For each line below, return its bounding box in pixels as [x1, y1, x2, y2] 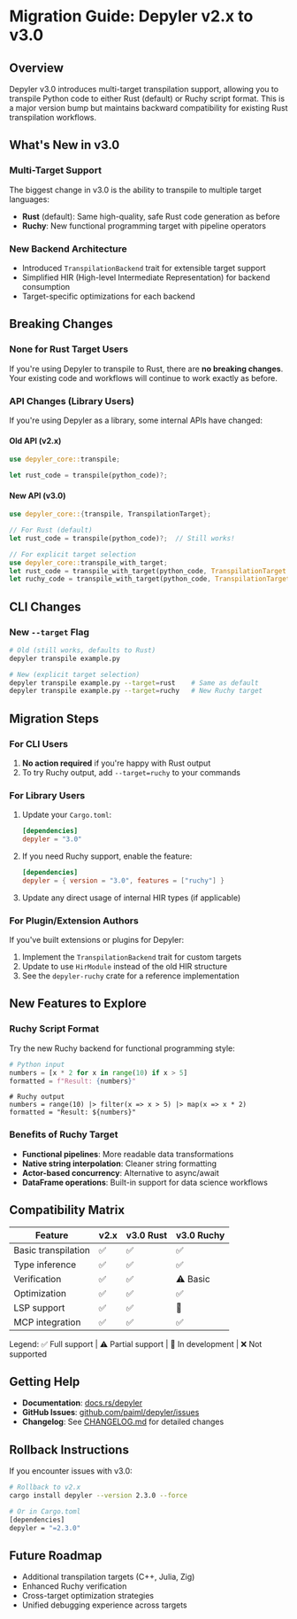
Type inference [13, 1258, 77, 1271]
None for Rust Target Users [9, 343, 129, 355]
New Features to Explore [9, 996, 148, 1011]
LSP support [13, 1301, 65, 1313]
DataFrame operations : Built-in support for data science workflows [21, 1177, 268, 1187]
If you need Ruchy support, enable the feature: [21, 851, 193, 861]
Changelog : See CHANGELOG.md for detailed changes [21, 1416, 225, 1428]
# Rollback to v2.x [9, 1483, 81, 1492]
